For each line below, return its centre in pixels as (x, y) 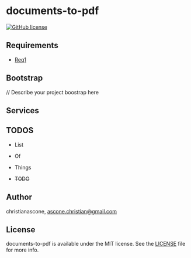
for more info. (22, 250)
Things (23, 167)
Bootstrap (25, 78)
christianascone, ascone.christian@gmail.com (62, 211)
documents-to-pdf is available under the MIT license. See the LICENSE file (96, 244)
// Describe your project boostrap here (53, 92)
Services (23, 111)
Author (19, 197)
